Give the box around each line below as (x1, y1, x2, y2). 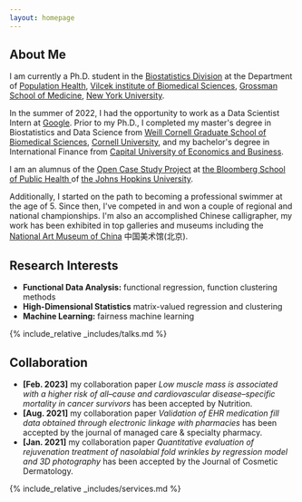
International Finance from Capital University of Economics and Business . (9, 146, 284, 157)
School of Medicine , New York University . (9, 90, 165, 101)
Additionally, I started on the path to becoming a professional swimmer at (9, 192, 283, 202)
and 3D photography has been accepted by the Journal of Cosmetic (22, 456, 278, 468)
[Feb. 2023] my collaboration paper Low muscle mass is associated (22, 379, 278, 390)
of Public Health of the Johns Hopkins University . (9, 173, 193, 184)
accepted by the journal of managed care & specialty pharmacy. (22, 428, 263, 438)
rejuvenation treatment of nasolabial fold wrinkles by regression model (22, 447, 288, 458)
